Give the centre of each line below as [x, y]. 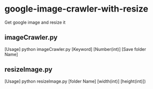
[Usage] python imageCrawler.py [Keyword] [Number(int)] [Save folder [75, 49]
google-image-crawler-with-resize [76, 9]
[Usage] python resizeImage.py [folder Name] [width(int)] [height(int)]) [75, 81]
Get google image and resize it [35, 22]
